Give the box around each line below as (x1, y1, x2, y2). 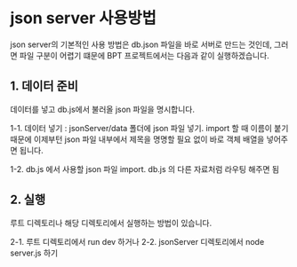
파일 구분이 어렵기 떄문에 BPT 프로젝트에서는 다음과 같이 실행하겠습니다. (19, 50, 269, 60)
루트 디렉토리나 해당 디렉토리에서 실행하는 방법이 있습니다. (10, 217, 213, 228)
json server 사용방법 (10, 8, 157, 28)
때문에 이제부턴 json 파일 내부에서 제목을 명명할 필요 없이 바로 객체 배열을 (10, 134, 265, 145)
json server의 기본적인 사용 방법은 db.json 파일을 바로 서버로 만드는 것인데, (10, 39, 272, 50)
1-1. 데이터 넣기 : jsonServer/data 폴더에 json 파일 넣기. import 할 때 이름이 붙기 (10, 122, 289, 133)
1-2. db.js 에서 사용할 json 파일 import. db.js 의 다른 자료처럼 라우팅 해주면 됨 (10, 163, 279, 174)
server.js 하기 (10, 247, 59, 258)
